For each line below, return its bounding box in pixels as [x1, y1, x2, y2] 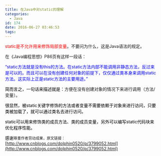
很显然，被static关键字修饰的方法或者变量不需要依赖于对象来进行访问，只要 [5, 102, 156, 108]
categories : [5, 12, 29, 16]
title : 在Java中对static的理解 [5, 7, 64, 12]
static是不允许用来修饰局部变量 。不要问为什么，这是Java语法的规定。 [5, 43, 145, 49]
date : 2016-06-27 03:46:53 [5, 25, 60, 30]
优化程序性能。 [5, 125, 35, 130]
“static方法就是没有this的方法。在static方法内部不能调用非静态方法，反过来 [5, 64, 155, 70]
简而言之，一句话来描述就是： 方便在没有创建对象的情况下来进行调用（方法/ [5, 86, 156, 92]
